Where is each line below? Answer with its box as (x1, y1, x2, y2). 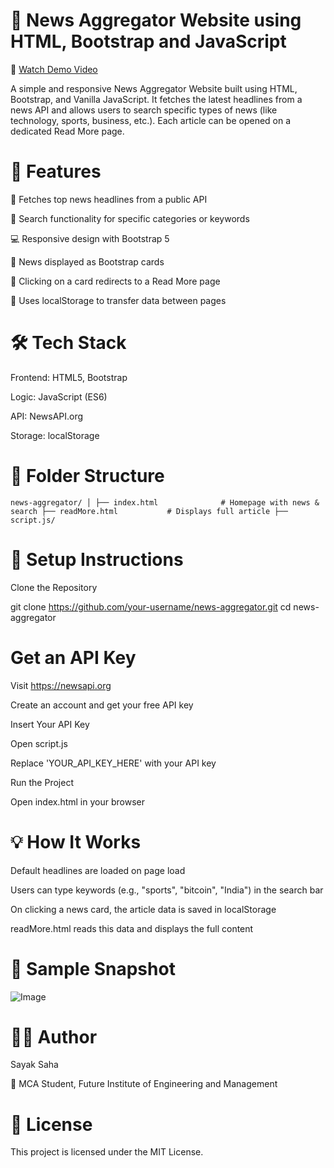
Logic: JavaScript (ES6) (10, 390, 108, 403)
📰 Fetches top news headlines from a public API (10, 193, 208, 205)
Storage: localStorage (10, 429, 100, 441)
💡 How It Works (10, 830, 142, 853)
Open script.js (10, 737, 68, 749)
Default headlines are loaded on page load (10, 864, 186, 876)
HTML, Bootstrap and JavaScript (10, 30, 287, 53)
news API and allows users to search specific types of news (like (10, 104, 278, 116)
